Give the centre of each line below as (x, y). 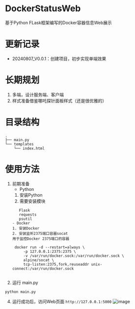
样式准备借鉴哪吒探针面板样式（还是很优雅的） (59, 101)
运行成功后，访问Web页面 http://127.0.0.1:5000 (62, 301)
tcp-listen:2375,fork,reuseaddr (56, 264)
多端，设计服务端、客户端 (38, 94)
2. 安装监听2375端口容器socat (40, 233)
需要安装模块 (32, 201)
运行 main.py (25, 282)
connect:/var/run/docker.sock (43, 268)
